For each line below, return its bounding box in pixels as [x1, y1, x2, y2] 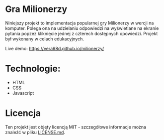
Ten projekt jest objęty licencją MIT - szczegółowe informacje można [5, 124, 147, 130]
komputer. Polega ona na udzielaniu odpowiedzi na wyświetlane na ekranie [5, 25, 159, 31]
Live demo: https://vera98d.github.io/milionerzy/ [5, 45, 104, 51]
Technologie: [5, 63, 61, 74]
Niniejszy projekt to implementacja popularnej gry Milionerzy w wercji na [5, 20, 154, 26]
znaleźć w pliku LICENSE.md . [5, 129, 66, 135]
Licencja [5, 108, 41, 119]
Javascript [12, 90, 34, 96]
